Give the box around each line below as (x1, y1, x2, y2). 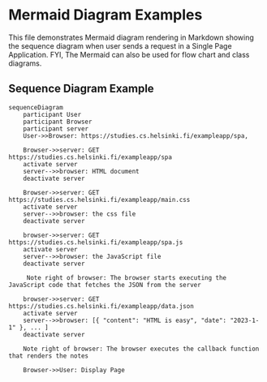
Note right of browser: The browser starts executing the (26, 273, 227, 281)
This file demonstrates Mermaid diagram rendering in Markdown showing (8, 32, 254, 42)
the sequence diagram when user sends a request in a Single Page (8, 41, 233, 50)
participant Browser (23, 118, 93, 126)
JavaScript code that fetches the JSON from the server (8, 281, 201, 289)
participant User (23, 110, 82, 118)
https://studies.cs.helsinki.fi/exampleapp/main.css (8, 195, 191, 204)
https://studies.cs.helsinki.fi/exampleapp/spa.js (8, 238, 183, 247)
